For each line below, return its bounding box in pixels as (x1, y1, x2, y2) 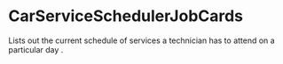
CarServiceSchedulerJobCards (8, 6, 244, 26)
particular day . (8, 44, 64, 54)
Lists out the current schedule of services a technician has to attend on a (8, 35, 276, 46)
